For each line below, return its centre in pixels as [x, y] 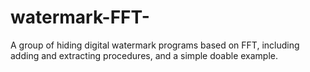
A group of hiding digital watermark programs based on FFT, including [155, 45]
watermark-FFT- [80, 17]
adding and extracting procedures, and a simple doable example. [144, 55]
